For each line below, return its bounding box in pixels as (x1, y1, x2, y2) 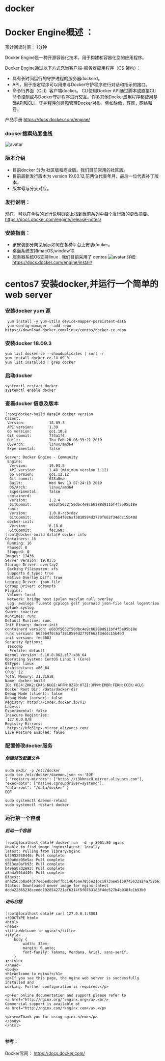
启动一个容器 (5, 828, 31, 833)
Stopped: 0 (7, 549, 29, 554)
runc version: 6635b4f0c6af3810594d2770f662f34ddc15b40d (5, 631, 124, 636)
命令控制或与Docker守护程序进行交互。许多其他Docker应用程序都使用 (12, 94, 154, 100)
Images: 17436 (5, 553, 34, 558)
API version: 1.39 (7, 425, 58, 430)
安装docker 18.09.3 (5, 340, 52, 346)
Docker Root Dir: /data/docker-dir (5, 687, 78, 692)
